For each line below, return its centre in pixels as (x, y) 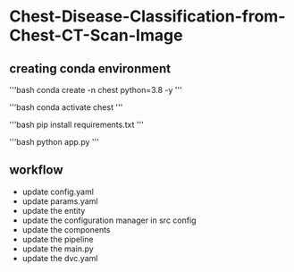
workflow (36, 170)
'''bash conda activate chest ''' (66, 107)
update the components (66, 229)
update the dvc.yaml (60, 258)
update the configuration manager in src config (109, 220)
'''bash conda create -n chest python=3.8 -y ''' (96, 90)
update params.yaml (60, 201)
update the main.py (58, 249)
